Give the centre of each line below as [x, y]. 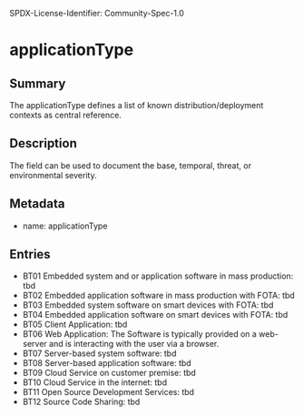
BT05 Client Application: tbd [75, 325]
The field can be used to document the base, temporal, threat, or [131, 165]
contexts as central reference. [66, 115]
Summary [38, 83]
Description [43, 143]
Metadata [37, 204]
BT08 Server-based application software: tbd [107, 363]
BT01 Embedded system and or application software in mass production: [158, 276]
